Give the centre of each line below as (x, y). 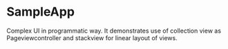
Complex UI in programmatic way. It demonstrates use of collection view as (114, 31)
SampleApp (41, 12)
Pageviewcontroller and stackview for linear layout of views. (92, 37)
